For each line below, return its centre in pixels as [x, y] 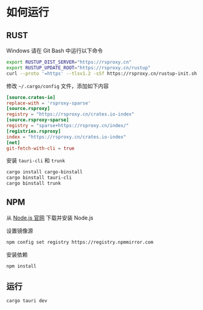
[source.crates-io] [31, 97]
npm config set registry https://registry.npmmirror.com [80, 242]
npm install [21, 266]
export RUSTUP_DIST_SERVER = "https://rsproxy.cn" [69, 62]
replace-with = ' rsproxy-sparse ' [49, 103]
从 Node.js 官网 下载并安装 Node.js [50, 218]
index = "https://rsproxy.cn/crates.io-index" [66, 137]
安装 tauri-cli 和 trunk [36, 160]
